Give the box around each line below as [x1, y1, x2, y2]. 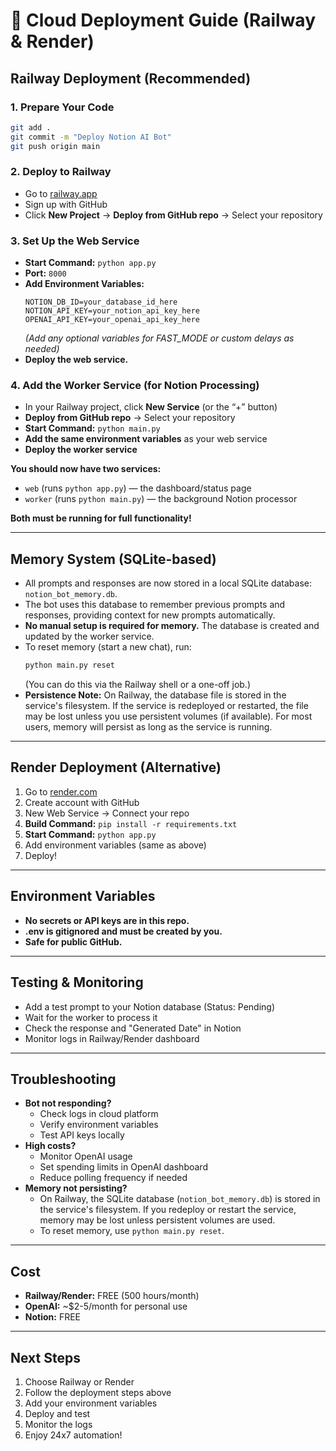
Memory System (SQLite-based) [10, 550, 217, 568]
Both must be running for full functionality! [10, 512, 192, 524]
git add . [10, 122, 52, 133]
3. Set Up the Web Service [10, 234, 140, 248]
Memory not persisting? [24, 1182, 128, 1194]
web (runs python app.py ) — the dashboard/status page [24, 482, 252, 494]
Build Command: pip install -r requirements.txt [24, 817, 238, 829]
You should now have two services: [10, 463, 162, 475]
